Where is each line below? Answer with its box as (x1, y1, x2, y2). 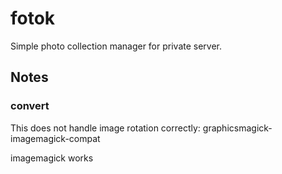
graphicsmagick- (202, 122, 273, 134)
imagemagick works (10, 152, 94, 164)
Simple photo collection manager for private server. (10, 40, 223, 52)
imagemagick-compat (10, 132, 101, 144)
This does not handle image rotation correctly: (10, 122, 201, 134)
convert (10, 99, 50, 113)
